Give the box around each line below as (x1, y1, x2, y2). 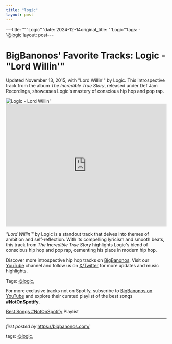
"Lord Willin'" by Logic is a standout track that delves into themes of (6, 231, 150, 237)
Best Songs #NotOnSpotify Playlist (6, 309, 79, 315)
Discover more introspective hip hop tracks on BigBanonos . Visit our (6, 257, 150, 263)
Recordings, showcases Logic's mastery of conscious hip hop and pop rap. (6, 88, 164, 95)
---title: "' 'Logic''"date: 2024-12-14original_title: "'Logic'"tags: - (6, 26, 141, 32)
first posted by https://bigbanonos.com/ (6, 323, 90, 330)
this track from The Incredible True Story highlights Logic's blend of (6, 242, 149, 248)
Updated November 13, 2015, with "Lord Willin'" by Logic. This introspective (6, 77, 165, 83)
